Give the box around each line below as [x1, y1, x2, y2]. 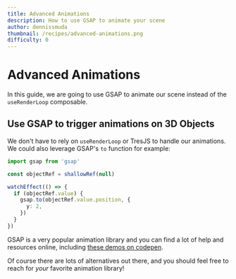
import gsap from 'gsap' [7, 158, 80, 165]
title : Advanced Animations [7, 10, 90, 18]
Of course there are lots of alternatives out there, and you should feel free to [7, 256, 229, 265]
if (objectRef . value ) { [13, 190, 83, 197]
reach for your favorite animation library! [7, 263, 125, 272]
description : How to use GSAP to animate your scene [7, 17, 166, 24]
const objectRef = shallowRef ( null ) [7, 170, 115, 178]
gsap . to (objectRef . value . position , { [20, 197, 131, 204]
